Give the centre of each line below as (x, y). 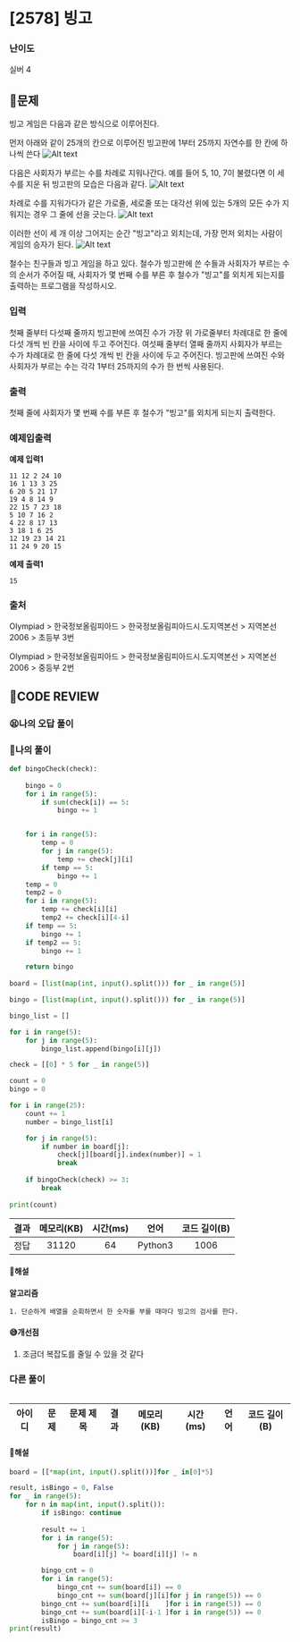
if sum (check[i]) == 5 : (85, 802)
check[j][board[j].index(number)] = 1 (129, 1155)
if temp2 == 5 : (54, 943)
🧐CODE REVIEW (54, 696)
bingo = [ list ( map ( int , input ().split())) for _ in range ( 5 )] (127, 1000)
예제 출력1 (26, 564)
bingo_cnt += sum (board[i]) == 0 (119, 1587)
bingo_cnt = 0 (67, 1570)
